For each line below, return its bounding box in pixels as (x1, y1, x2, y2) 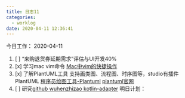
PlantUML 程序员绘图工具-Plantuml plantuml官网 (14, 78, 134, 85)
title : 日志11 (6, 8, 40, 15)
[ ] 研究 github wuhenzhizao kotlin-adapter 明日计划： (14, 85, 146, 93)
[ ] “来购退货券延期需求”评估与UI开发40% (14, 55, 118, 63)
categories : (6, 14, 36, 20)
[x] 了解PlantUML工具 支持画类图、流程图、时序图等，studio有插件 (14, 70, 179, 78)
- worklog (11, 20, 36, 26)
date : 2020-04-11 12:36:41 (6, 25, 73, 32)
